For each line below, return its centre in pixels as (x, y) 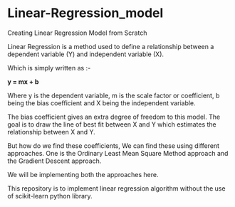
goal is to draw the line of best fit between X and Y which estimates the (112, 124)
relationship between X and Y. (52, 132)
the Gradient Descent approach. (54, 161)
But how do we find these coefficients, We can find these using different (113, 145)
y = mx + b (23, 81)
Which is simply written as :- (49, 68)
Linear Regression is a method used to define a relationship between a (111, 46)
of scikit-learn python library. (50, 196)
